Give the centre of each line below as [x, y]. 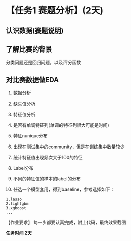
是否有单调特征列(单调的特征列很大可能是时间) [61, 125]
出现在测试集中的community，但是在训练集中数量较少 [69, 147]
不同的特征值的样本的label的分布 [47, 179]
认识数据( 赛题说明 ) [35, 31]
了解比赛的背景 [29, 49]
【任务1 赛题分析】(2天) [55, 10]
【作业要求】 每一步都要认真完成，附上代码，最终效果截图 [66, 222]
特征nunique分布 [30, 136]
